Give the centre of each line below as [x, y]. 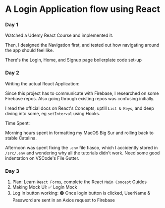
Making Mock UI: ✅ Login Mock [45, 187]
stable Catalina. [21, 138]
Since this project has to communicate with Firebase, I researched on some [82, 93]
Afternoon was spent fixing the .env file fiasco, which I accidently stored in [82, 147]
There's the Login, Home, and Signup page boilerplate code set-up [74, 60]
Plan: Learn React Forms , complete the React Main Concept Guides [80, 182]
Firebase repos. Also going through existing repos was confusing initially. [80, 98]
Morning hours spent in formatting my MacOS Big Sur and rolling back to [79, 133]
